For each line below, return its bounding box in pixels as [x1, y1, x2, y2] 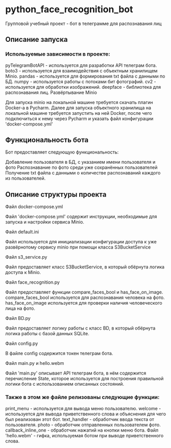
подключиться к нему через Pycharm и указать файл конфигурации [5, 115, 154, 121]
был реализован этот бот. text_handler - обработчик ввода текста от [5, 416, 155, 422]
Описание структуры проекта [5, 190, 107, 198]
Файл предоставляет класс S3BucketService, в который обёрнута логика [5, 264, 165, 270]
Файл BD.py [5, 315, 31, 321]
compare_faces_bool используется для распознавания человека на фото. [5, 294, 165, 301]
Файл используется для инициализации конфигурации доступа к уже [5, 239, 157, 245]
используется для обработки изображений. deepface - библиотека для [5, 84, 161, 90]
